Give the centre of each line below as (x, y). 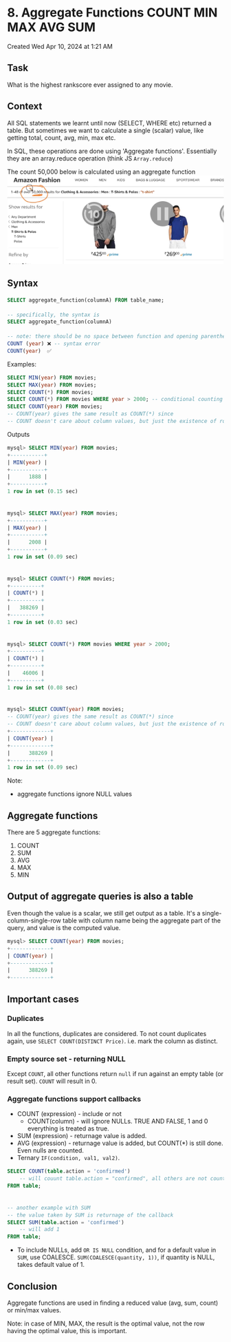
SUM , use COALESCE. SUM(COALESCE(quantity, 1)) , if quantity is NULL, (116, 1257)
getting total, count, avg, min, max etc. (62, 137)
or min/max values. (34, 1310)
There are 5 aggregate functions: (54, 832)
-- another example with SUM (49, 1208)
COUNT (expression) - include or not (69, 1114)
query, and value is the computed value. (64, 927)
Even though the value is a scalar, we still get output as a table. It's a (104, 913)
